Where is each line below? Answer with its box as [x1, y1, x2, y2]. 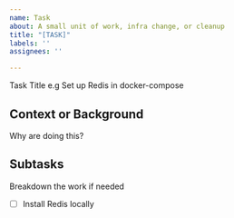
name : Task [9, 13, 51, 23]
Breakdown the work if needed [9, 181, 125, 192]
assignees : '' [9, 47, 63, 56]
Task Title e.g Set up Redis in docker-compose [9, 80, 184, 91]
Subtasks [9, 156, 64, 173]
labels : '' [9, 38, 51, 48]
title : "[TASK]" [9, 30, 71, 39]
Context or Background [9, 106, 144, 122]
